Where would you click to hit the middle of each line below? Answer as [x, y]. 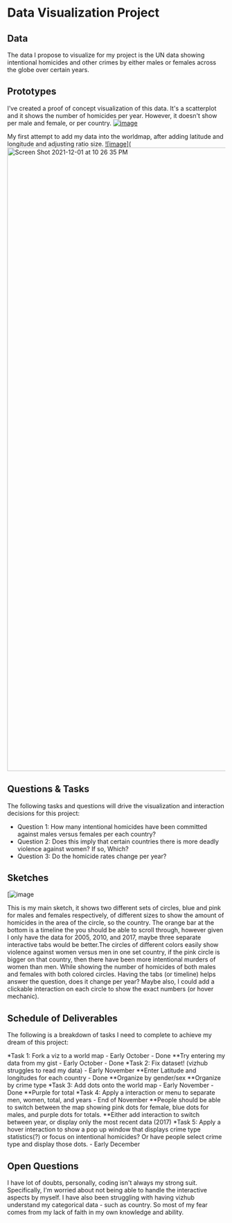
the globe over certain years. [48, 70]
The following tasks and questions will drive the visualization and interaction [116, 805]
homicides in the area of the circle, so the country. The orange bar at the [111, 923]
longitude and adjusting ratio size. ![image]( [69, 144]
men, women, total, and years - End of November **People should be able [114, 1100]
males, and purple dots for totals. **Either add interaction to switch [104, 1115]
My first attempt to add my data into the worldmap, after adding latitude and [115, 136]
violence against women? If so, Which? [73, 848]
